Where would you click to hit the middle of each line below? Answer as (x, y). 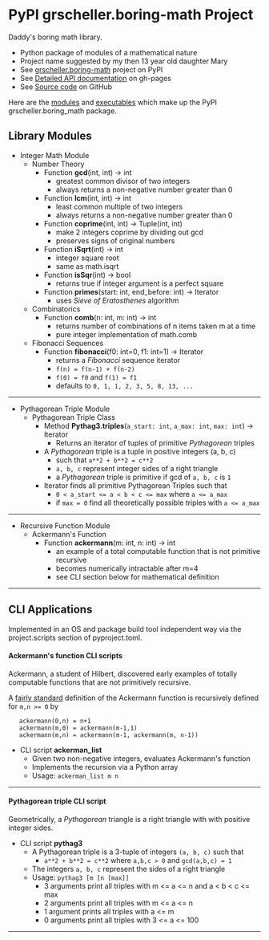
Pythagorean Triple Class (74, 417)
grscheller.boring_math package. (63, 111)
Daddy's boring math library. (55, 37)
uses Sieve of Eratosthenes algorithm (117, 300)
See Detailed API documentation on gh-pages (96, 78)
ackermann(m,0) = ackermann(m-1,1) (78, 728)
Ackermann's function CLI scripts (65, 656)
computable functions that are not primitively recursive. (100, 682)
